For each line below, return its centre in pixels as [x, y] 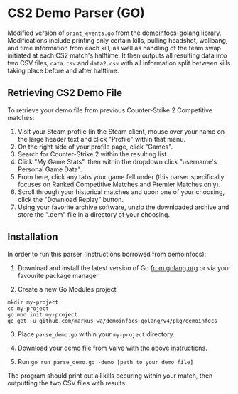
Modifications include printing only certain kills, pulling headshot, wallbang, [118, 40]
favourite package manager [58, 275]
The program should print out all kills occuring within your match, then [110, 376]
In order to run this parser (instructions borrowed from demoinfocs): [107, 254]
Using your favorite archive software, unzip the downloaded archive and [123, 207]
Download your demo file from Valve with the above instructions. [112, 348]
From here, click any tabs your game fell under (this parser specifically [121, 176]
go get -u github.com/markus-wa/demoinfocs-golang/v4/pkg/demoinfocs [113, 321]
